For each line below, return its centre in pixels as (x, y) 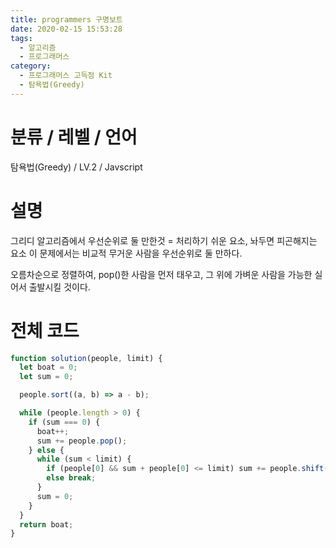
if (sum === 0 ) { (64, 422)
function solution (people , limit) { (86, 358)
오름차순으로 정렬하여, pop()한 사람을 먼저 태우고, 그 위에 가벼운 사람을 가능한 (161, 274)
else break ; (71, 478)
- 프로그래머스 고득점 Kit (66, 76)
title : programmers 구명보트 (66, 19)
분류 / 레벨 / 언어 (74, 137)
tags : (21, 38)
